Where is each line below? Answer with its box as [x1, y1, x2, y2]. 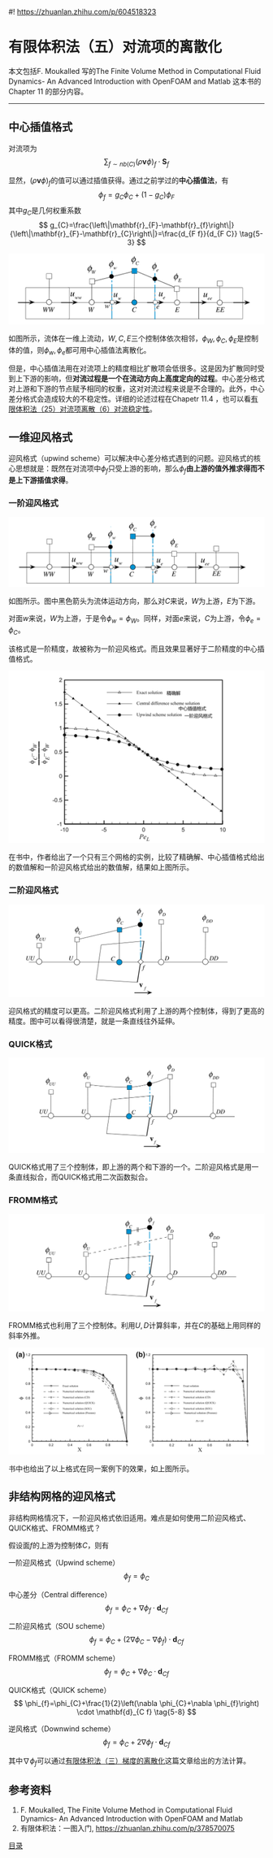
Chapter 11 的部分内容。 [8, 86, 89, 96]
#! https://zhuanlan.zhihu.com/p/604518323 [8, 7, 157, 16]
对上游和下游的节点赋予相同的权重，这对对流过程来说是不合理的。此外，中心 [8, 384, 265, 393]
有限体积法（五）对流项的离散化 [8, 38, 223, 56]
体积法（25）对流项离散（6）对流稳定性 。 [15, 404, 157, 414]
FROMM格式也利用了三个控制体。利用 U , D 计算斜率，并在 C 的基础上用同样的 [8, 1321, 262, 1331]
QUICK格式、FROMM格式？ [8, 1523, 102, 1533]
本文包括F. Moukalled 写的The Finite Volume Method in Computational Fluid [8, 66, 262, 76]
